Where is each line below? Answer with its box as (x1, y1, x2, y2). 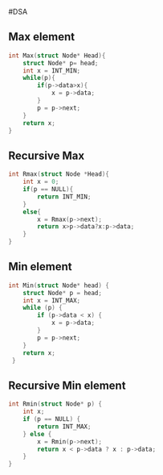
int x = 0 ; (22, 177, 59, 186)
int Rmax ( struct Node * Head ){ (8, 170, 110, 178)
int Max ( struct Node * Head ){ (8, 52, 106, 60)
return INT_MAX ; (37, 423, 92, 431)
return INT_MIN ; (37, 193, 92, 201)
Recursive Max (8, 148, 85, 162)
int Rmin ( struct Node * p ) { (8, 400, 103, 408)
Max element (8, 30, 75, 44)
